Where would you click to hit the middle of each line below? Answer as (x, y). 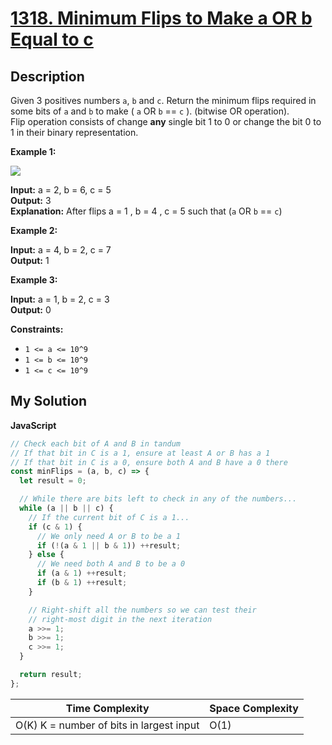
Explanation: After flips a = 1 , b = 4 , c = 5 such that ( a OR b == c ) (146, 211)
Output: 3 (31, 200)
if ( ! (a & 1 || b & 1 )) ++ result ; (109, 545)
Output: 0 (31, 310)
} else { (46, 555)
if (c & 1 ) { (55, 527)
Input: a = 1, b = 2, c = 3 (60, 299)
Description (47, 76)
